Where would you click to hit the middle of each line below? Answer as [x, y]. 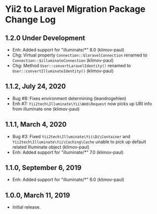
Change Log [30, 20]
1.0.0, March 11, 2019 [38, 195]
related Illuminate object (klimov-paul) [51, 147]
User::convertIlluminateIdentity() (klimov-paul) [63, 71]
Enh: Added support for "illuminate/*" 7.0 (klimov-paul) [68, 152]
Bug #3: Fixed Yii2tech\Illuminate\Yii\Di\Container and [71, 136]
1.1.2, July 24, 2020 [36, 86]
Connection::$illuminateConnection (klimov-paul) [63, 60]
